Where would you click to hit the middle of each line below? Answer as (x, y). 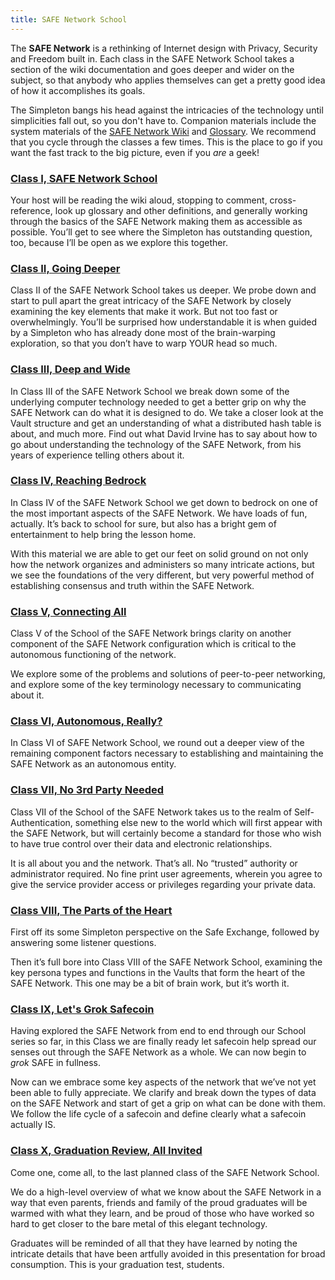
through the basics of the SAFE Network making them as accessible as (156, 221)
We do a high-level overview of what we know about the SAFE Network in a (166, 1192)
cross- (283, 200)
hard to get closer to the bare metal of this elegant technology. (139, 1223)
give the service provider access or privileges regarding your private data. (163, 884)
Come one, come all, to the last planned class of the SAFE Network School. (165, 1172)
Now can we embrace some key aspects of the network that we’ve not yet (163, 1082)
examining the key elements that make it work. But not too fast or (144, 312)
